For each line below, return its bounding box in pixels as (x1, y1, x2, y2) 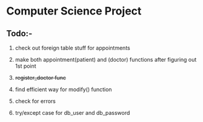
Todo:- (6, 28, 33, 39)
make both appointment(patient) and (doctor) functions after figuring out (15, 56, 197, 63)
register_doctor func (15, 74, 67, 81)
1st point (15, 62, 36, 69)
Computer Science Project (6, 4, 142, 18)
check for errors (15, 98, 56, 104)
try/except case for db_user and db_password (15, 109, 130, 116)
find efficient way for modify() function (15, 86, 112, 93)
